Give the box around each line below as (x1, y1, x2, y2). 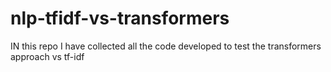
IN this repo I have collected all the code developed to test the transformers (10, 40, 322, 52)
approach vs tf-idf (10, 50, 85, 62)
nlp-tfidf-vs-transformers (10, 7, 230, 30)
